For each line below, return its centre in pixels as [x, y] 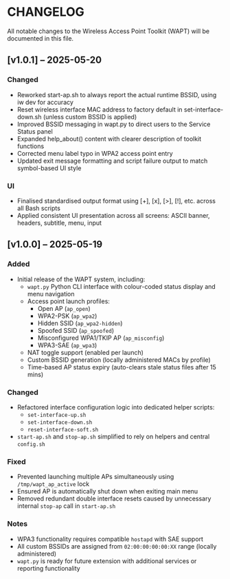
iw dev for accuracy [45, 102]
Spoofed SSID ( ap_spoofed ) [76, 330]
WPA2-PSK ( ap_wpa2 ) [67, 316]
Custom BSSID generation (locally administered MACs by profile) [119, 360]
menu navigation [51, 294]
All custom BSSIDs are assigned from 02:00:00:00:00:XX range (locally [117, 546]
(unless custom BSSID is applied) [90, 116]
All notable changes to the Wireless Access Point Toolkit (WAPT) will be [108, 31]
